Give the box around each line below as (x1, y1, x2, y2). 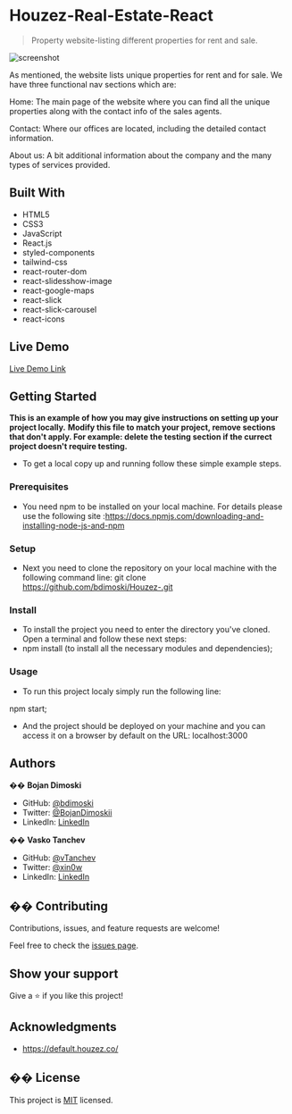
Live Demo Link (9, 363, 67, 373)
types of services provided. (9, 159, 111, 170)
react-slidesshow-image (21, 275, 113, 286)
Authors (9, 756, 56, 771)
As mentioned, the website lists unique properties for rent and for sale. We (9, 69, 283, 80)
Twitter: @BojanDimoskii (21, 808, 113, 818)
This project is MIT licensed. (9, 1094, 113, 1105)
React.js (21, 238, 53, 248)
